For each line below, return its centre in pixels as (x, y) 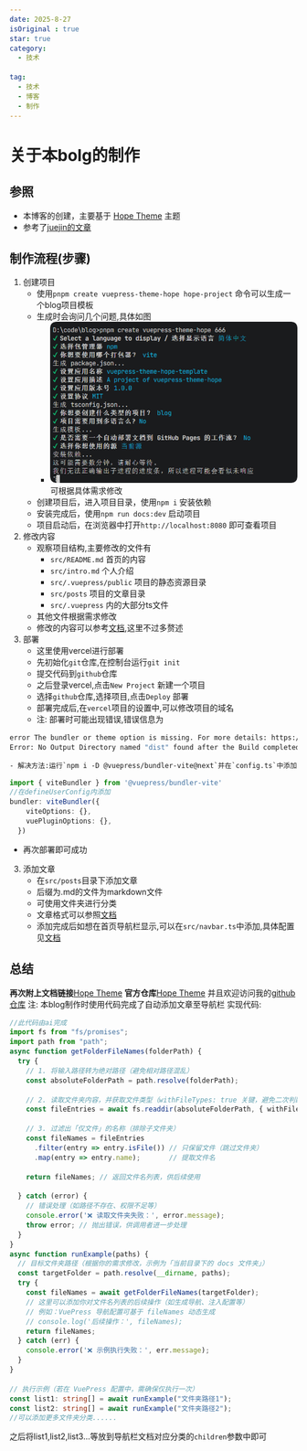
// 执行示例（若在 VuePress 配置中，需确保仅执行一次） (104, 1389)
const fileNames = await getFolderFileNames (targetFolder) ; (143, 1293)
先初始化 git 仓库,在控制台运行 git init (108, 662)
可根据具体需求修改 (86, 490)
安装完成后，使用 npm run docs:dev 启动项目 (118, 513)
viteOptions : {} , (59, 812)
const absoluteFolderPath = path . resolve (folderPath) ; (132, 1080)
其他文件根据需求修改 (76, 616)
